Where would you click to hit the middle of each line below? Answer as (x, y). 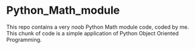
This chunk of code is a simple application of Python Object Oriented (93, 33)
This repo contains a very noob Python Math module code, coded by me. (98, 27)
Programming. (24, 39)
